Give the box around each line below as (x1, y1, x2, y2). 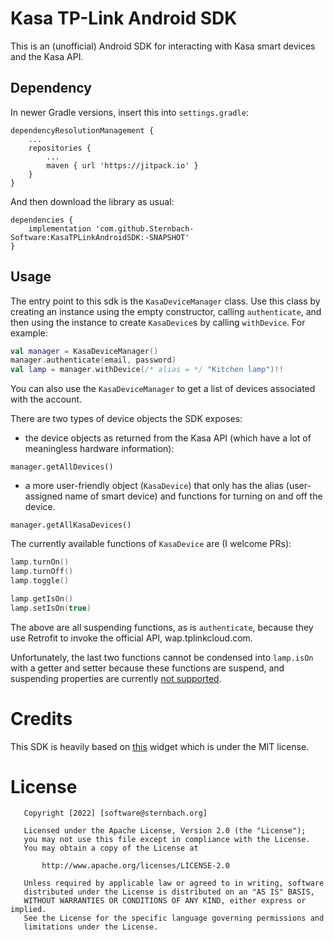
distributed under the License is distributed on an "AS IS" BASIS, (23, 887, 315, 897)
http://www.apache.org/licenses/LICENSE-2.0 (41, 861, 230, 871)
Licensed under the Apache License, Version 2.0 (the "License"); (23, 826, 307, 836)
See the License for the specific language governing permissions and (23, 913, 325, 924)
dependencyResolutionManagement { (10, 125, 155, 136)
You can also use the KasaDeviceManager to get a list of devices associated (10, 383, 316, 395)
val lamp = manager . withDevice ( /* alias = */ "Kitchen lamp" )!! (10, 365, 284, 375)
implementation (28, 223, 92, 234)
